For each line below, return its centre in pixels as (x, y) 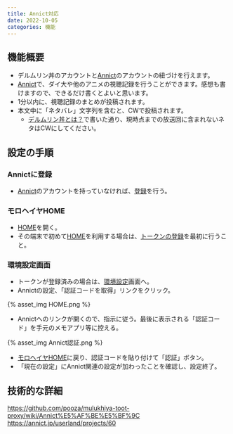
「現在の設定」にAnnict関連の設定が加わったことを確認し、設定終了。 (119, 366)
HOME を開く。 (39, 228)
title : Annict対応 (33, 14)
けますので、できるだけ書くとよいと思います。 (85, 93)
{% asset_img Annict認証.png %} (55, 343)
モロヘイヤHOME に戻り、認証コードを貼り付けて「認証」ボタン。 (113, 358)
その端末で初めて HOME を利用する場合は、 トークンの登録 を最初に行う (119, 236)
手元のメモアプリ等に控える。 (79, 328)
